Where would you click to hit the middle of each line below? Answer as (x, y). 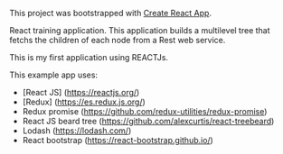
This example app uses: (53, 75)
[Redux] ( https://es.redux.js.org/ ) (84, 102)
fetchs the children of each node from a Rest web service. (118, 40)
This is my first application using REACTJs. (89, 57)
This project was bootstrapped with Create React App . (111, 13)
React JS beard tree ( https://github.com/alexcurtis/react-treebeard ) (148, 121)
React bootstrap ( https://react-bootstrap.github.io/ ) (118, 140)
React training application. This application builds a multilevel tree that (140, 30)
